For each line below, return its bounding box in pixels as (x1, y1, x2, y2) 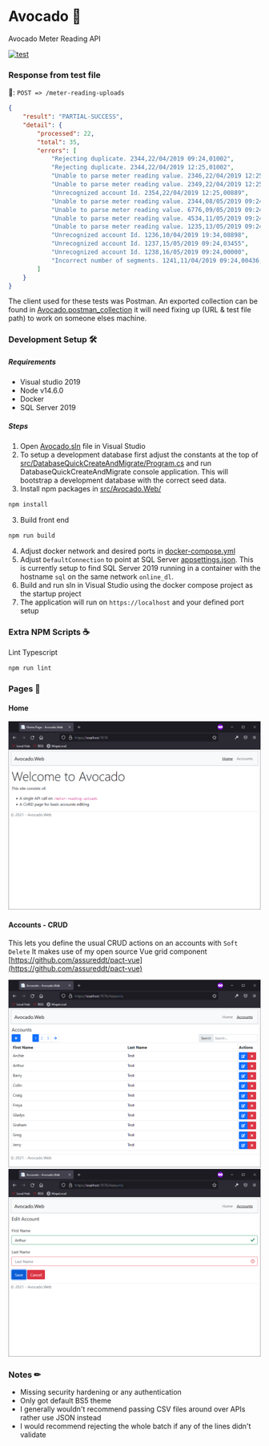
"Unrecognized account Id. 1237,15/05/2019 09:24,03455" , (50, 240, 249, 248)
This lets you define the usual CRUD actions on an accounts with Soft (8, 938, 239, 947)
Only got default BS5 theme (19, 1396, 112, 1406)
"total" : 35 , (37, 138, 81, 146)
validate (19, 1430, 46, 1440)
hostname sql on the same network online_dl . (19, 572, 174, 581)
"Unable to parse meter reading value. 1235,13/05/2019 (50, 222, 242, 231)
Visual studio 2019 (19, 377, 81, 387)
